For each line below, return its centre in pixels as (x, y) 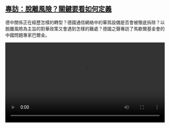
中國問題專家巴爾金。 (27, 35)
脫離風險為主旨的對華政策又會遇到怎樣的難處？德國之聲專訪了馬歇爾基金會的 (85, 28)
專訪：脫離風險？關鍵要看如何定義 (58, 9)
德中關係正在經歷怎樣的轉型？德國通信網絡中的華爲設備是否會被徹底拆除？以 (85, 22)
